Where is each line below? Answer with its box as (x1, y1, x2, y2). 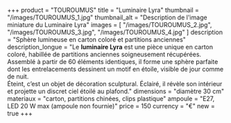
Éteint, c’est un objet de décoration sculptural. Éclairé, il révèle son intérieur (7, 80, 223, 88)
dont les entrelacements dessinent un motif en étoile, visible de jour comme (7, 65, 224, 73)
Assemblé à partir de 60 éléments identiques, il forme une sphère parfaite (7, 58, 219, 65)
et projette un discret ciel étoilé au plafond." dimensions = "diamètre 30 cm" (7, 87, 225, 95)
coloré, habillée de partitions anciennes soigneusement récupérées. (7, 50, 202, 58)
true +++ (7, 109, 33, 117)
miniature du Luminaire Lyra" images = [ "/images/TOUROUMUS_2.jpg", (7, 21, 212, 28)
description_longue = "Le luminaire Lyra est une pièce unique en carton (7, 43, 214, 51)
